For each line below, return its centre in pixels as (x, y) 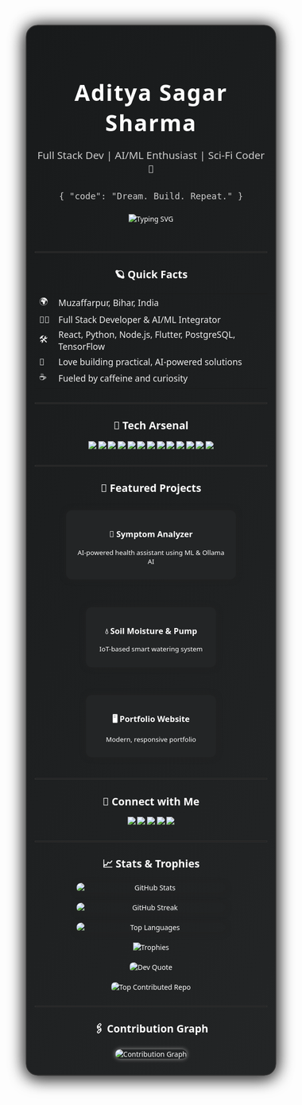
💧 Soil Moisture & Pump (151, 631)
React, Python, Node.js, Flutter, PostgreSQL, (147, 335)
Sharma (151, 122)
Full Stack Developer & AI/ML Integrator (140, 319)
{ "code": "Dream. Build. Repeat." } (151, 196)
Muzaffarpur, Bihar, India (108, 303)
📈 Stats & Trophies (151, 864)
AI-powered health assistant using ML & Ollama (151, 552)
